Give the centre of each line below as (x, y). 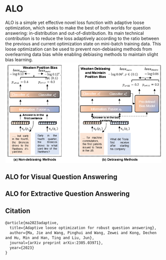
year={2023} (22, 248)
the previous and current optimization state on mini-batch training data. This (83, 43)
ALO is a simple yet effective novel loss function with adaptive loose (75, 22)
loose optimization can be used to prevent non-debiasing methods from (79, 49)
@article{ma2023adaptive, (32, 223)
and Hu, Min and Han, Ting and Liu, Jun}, (50, 238)
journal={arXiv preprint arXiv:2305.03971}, (56, 243)
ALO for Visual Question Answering (61, 177)
